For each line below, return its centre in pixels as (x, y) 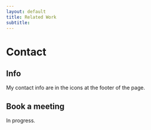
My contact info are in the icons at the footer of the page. (76, 88)
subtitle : (18, 22)
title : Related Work (32, 17)
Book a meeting (35, 106)
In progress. (21, 121)
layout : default (26, 12)
